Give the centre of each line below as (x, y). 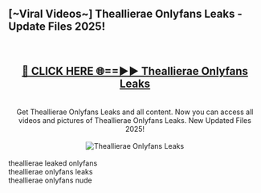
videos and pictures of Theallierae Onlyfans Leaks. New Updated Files (135, 120)
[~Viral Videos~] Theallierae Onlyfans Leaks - (125, 14)
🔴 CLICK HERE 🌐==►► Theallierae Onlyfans (135, 71)
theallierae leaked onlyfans (53, 163)
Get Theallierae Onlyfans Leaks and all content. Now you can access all (135, 112)
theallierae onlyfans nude (50, 180)
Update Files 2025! (57, 27)
